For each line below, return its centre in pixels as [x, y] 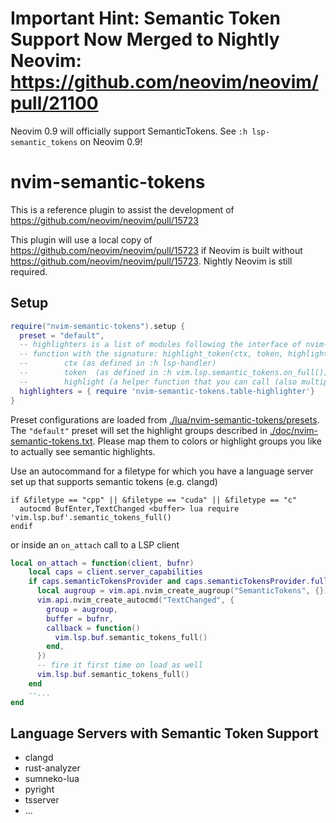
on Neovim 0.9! [111, 141]
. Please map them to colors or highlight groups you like [207, 441]
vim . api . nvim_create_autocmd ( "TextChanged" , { [135, 600]
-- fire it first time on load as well [119, 665]
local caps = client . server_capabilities [115, 572]
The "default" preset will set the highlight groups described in [139, 430]
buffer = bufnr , [80, 618]
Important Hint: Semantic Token [145, 18]
